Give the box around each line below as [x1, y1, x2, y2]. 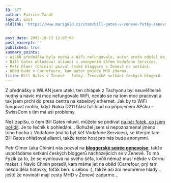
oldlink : [5, 21, 24, 27]
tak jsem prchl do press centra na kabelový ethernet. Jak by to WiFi [5, 98, 147, 104]
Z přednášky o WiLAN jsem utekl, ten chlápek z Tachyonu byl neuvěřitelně [5, 87, 161, 93]
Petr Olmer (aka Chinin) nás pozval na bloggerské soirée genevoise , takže [5, 145, 163, 150]
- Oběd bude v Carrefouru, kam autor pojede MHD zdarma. [5, 69, 129, 74]
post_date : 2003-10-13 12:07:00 [5, 36, 74, 41]
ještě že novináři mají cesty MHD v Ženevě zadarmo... [5, 172, 119, 178]
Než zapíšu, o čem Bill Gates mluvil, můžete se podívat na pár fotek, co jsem [5, 119, 165, 125]
